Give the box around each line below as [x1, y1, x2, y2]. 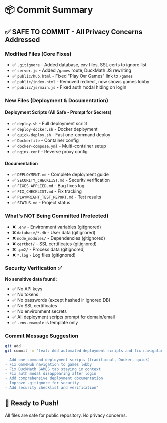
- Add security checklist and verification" [5, 385, 99, 390]
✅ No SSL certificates [12, 302, 57, 308]
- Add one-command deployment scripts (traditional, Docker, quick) [5, 357, 150, 362]
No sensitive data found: [5, 276, 57, 282]
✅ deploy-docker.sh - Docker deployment [12, 126, 98, 132]
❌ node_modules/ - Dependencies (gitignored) [12, 235, 105, 241]
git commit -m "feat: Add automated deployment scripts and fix [5, 348, 141, 353]
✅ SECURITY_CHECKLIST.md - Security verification [12, 177, 110, 183]
